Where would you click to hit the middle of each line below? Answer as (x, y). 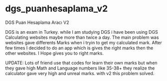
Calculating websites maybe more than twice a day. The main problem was (82, 37)
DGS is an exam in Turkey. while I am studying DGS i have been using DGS (82, 32)
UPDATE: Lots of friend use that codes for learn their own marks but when (82, 63)
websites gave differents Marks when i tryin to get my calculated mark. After (83, 42)
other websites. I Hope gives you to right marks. (54, 53)
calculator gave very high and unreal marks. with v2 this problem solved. (80, 73)
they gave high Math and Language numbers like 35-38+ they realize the (80, 68)
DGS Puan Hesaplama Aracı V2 (37, 22)
